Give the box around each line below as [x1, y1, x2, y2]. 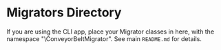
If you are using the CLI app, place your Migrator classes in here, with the [6, 27, 215, 36]
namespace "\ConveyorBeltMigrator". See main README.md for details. [6, 34, 202, 42]
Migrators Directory [6, 5, 122, 21]
